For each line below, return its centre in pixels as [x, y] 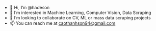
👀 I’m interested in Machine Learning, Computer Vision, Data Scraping [80, 13]
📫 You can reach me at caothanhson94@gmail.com [63, 23]
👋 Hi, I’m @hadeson [30, 8]
